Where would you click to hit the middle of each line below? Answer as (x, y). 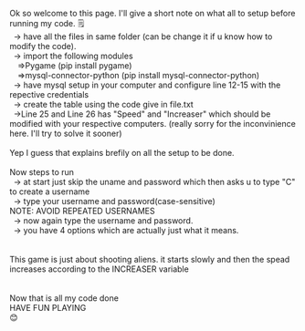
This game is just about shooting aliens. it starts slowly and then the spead (150, 259)
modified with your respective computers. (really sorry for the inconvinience (153, 124)
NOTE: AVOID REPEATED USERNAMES (82, 211)
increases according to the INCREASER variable (99, 269)
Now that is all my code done (64, 298)
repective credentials (49, 94)
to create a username (50, 191)
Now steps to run (42, 172)
